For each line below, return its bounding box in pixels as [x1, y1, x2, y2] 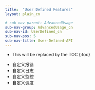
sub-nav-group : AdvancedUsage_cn [5, 25, 73, 30]
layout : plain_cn [5, 12, 40, 16]
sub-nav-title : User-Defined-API [5, 38, 73, 44]
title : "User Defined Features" [5, 7, 73, 12]
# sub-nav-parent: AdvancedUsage [5, 20, 73, 25]
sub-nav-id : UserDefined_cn [5, 30, 62, 34]
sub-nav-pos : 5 [5, 34, 36, 39]
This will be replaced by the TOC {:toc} [12, 51, 90, 57]
